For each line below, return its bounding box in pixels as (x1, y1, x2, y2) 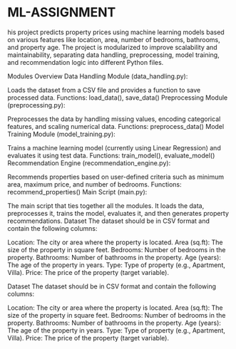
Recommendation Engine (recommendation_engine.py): (7, 158, 171, 167)
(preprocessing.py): (7, 100, 66, 109)
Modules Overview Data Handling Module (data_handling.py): (7, 72, 188, 80)
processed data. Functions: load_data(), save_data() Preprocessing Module (7, 93, 228, 102)
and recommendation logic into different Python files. (7, 58, 164, 66)
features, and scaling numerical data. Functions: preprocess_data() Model (7, 122, 225, 130)
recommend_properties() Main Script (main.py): (7, 187, 148, 196)
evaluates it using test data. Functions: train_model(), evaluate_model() (7, 151, 215, 160)
